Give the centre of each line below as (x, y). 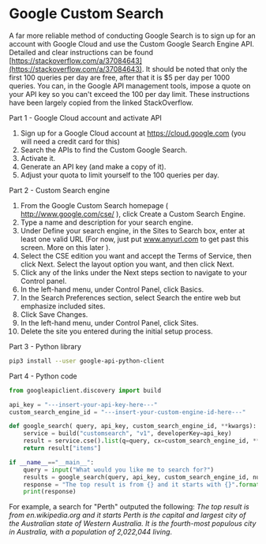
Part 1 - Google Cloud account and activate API (86, 117)
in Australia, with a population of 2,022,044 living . (91, 532)
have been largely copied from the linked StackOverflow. (101, 102)
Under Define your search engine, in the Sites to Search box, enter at (133, 230)
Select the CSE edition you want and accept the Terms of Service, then (136, 255)
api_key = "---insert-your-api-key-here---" (83, 404)
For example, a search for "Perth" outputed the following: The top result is (129, 507)
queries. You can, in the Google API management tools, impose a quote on (130, 86)
